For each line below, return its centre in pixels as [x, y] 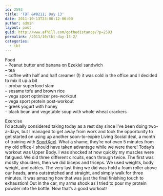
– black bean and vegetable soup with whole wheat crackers [66, 111]
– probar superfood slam [30, 85]
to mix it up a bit [21, 80]
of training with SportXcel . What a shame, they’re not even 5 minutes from [80, 141]
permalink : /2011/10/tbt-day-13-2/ [41, 37]
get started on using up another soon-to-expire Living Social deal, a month [80, 137]
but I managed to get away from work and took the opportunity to [87, 131]
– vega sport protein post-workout [40, 101]
